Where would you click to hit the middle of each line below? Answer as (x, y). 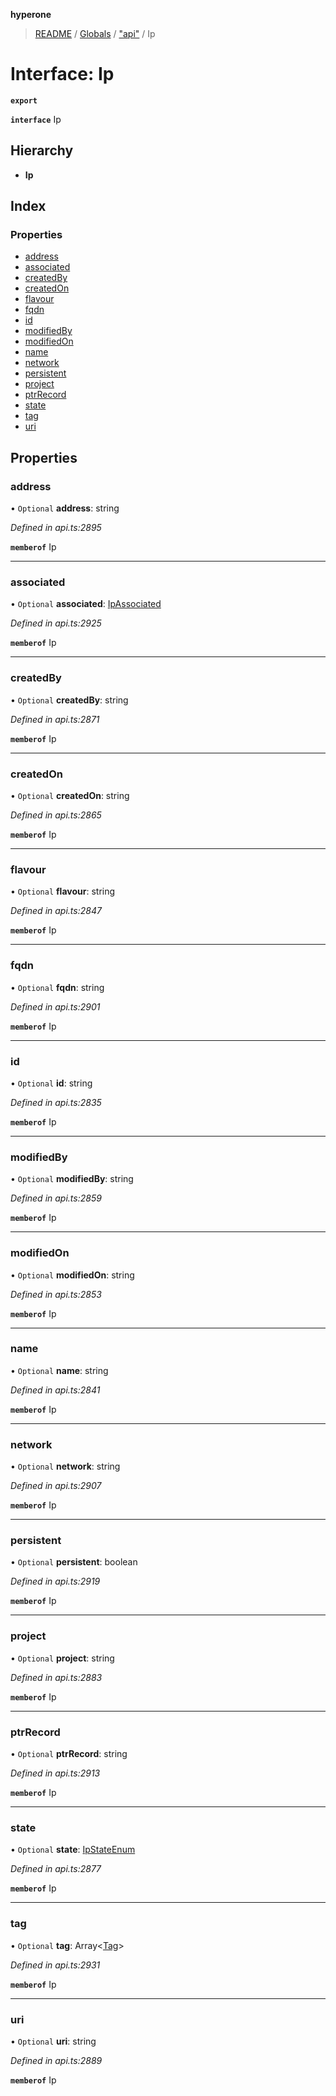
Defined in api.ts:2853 (56, 1294)
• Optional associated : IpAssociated (86, 604)
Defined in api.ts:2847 (56, 911)
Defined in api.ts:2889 (56, 2060)
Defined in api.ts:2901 (55, 1006)
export (24, 100)
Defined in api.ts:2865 (56, 815)
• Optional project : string (62, 1658)
